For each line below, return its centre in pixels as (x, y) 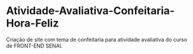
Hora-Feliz (33, 23)
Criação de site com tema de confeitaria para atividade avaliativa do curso (97, 39)
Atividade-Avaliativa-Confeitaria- (90, 11)
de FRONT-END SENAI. (35, 46)
